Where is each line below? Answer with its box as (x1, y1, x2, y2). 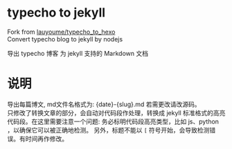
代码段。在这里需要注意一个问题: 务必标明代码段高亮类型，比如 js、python (7, 117, 220, 126)
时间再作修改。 (25, 135, 68, 143)
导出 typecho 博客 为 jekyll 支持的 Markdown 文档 (7, 49, 149, 57)
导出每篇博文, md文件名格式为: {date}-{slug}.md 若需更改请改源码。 (7, 100, 201, 108)
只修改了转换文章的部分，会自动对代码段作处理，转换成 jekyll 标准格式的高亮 (7, 108, 226, 117)
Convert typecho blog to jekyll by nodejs (7, 34, 123, 43)
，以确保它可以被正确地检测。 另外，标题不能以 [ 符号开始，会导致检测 (7, 126, 210, 134)
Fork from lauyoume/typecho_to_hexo (7, 28, 116, 36)
